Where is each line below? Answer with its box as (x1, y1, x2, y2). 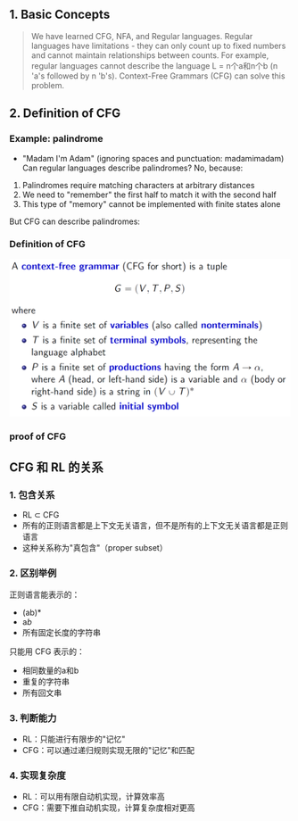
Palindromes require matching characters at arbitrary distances (21, 179, 255, 190)
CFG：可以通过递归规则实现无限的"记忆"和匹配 (21, 745, 195, 756)
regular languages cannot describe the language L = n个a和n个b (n (30, 60, 278, 70)
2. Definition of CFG (9, 106, 121, 121)
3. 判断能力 (9, 711, 57, 724)
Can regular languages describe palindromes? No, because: (21, 162, 244, 173)
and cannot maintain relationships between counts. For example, (30, 49, 269, 61)
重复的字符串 (21, 676, 70, 686)
